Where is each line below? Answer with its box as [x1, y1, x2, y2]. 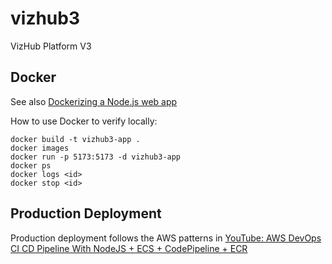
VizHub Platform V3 [10, 40, 92, 52]
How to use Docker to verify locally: [10, 115, 158, 127]
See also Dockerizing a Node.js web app [10, 95, 178, 107]
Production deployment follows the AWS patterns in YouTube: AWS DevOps [10, 232, 322, 244]
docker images [10, 143, 70, 153]
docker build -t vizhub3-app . [10, 134, 141, 144]
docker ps [10, 160, 52, 171]
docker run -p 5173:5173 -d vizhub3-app [10, 152, 182, 162]
